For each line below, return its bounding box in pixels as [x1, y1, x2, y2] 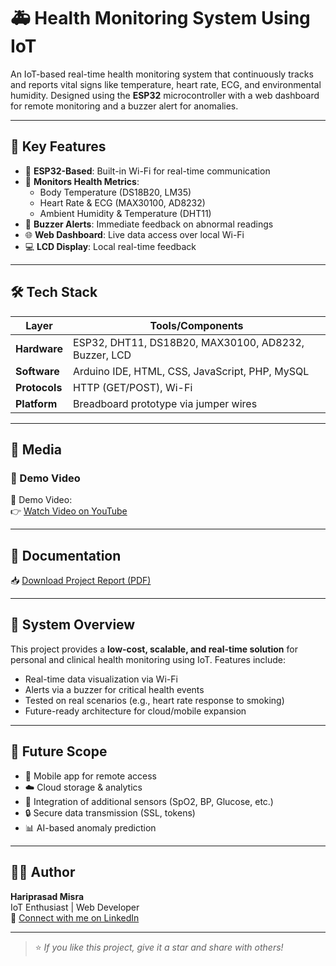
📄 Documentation [10, 547, 122, 564]
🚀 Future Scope [10, 743, 108, 760]
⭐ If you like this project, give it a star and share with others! [34, 941, 284, 953]
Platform [15, 396, 58, 410]
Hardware [15, 341, 63, 355]
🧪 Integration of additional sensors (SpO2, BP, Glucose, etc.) [24, 795, 274, 807]
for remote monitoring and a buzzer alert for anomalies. [10, 100, 239, 112]
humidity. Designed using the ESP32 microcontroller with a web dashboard [10, 89, 320, 101]
